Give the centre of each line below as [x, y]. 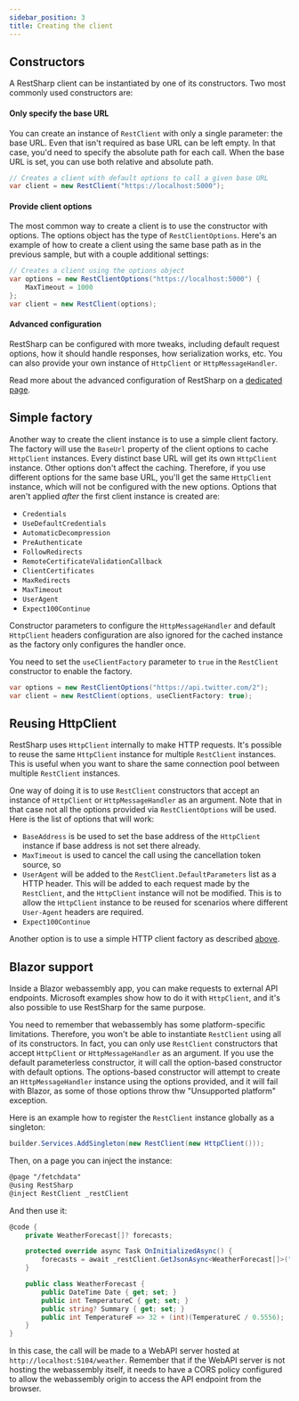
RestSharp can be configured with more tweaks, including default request [145, 344]
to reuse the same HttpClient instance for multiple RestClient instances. [143, 754]
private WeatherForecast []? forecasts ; [99, 1235]
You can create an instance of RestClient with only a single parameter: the [146, 133]
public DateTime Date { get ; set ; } [109, 1292]
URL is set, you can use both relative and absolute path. [111, 161]
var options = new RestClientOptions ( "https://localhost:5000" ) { [135, 279]
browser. [25, 1389]
